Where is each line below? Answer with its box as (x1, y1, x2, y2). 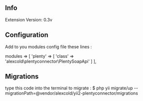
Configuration (5, 31, 49, 39)
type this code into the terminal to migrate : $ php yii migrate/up (5, 85, 133, 91)
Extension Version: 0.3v (5, 17, 53, 22)
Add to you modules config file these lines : (5, 44, 92, 50)
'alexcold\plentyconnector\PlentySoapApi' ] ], (5, 58, 97, 64)
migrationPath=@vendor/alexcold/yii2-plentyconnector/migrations (5, 90, 138, 96)
